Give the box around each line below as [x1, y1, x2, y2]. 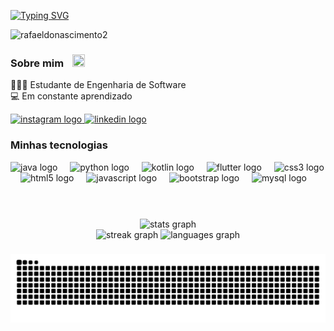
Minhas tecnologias [10, 138, 108, 152]
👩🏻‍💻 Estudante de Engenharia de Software [10, 79, 187, 91]
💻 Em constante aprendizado [10, 90, 133, 102]
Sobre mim [10, 56, 65, 70]
